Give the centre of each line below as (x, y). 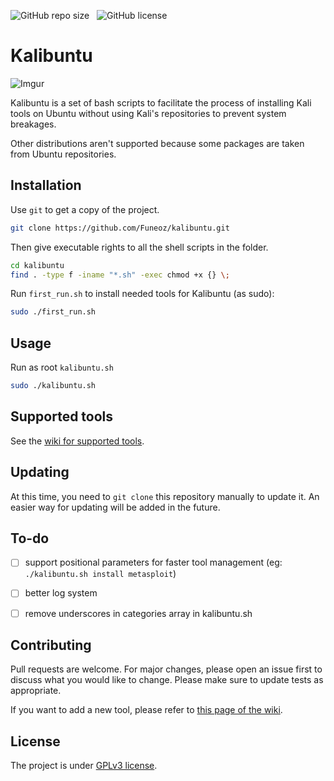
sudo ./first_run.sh (53, 312)
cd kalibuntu (37, 265)
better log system (61, 593)
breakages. (33, 124)
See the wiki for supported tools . (77, 441)
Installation (46, 185)
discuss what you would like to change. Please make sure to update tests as (167, 680)
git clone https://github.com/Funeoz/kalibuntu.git (120, 228)
